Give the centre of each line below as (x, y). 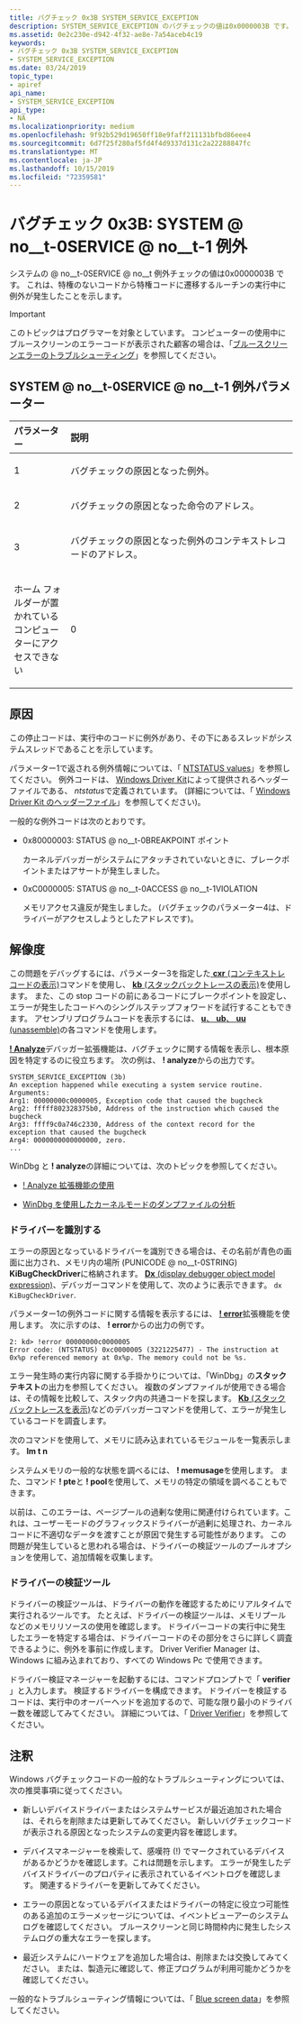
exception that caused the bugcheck (78, 1132)
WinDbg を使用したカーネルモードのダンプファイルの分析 (129, 1204)
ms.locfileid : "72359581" (58, 177)
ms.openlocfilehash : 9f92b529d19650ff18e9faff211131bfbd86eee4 (130, 135)
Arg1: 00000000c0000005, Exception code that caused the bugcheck (136, 1101)
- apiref (26, 85)
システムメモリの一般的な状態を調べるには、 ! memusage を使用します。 (144, 1470)
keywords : (28, 43)
